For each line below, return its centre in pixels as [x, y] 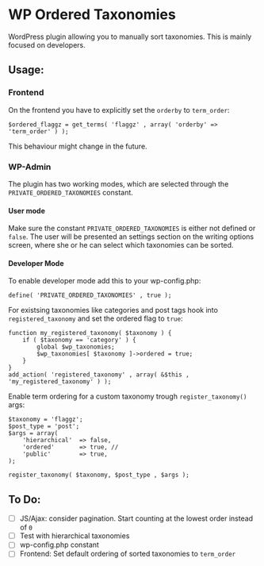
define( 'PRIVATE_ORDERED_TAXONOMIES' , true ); [90, 295]
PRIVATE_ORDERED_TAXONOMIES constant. [71, 192]
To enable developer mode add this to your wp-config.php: [105, 281]
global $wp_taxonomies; [76, 347]
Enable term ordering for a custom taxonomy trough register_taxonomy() [128, 397]
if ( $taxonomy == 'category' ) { [79, 340]
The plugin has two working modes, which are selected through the [119, 183]
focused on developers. [47, 44]
